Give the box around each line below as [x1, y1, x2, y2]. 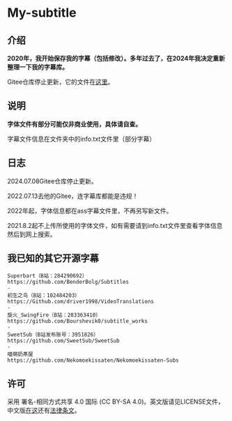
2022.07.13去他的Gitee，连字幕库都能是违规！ [7, 192, 139, 200]
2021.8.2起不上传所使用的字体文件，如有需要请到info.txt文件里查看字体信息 [7, 221, 223, 229]
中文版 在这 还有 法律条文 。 [7, 406, 81, 415]
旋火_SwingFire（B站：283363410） [7, 312, 101, 319]
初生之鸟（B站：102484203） [7, 292, 80, 299]
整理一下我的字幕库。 [7, 63, 68, 71]
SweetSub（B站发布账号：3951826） [7, 331, 99, 339]
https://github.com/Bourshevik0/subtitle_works [7, 318, 148, 325]
